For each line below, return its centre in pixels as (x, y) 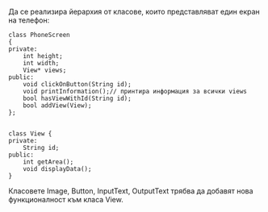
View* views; (45, 70)
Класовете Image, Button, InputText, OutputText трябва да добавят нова (131, 191)
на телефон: (29, 20)
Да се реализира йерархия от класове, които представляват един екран (134, 12)
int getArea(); (48, 162)
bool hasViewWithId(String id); (77, 98)
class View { (30, 134)
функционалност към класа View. (66, 200)
